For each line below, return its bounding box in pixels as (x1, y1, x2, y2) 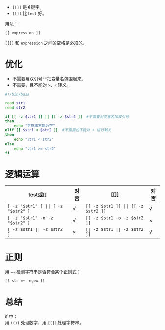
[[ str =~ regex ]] (5, 279, 45, 283)
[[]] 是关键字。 (12, 4, 44, 10)
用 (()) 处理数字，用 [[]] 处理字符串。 (5, 320, 84, 326)
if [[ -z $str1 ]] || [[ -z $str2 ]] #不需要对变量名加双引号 (5, 114, 129, 119)
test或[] (28, 191, 47, 198)
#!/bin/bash (5, 92, 29, 97)
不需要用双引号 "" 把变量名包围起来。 (12, 76, 86, 82)
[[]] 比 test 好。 (12, 10, 47, 16)
